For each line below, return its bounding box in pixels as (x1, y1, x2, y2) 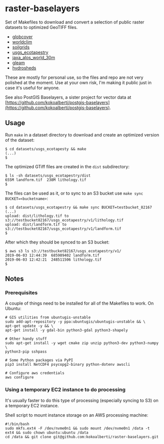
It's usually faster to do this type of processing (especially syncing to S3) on (5, 397, 159, 403)
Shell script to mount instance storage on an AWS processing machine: (5, 412, 148, 418)
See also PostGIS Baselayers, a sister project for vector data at (5, 94, 131, 100)
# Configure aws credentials (5, 371, 65, 376)
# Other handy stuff (5, 336, 47, 341)
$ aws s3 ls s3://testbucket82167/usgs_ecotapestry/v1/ (5, 248, 121, 253)
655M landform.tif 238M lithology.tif (5, 177, 87, 182)
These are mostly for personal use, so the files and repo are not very (5, 74, 143, 80)
